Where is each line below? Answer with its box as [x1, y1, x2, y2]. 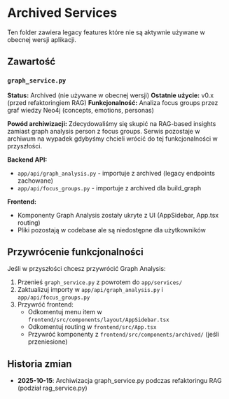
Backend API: [7, 155, 48, 164]
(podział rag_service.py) [17, 384, 88, 393]
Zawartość [7, 56, 56, 68]
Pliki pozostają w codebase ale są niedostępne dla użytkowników [17, 225, 207, 234]
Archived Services [7, 5, 118, 21]
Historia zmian [7, 358, 72, 370]
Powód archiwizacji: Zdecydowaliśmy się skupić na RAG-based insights [7, 119, 216, 127]
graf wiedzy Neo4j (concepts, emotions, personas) [7, 106, 154, 114]
